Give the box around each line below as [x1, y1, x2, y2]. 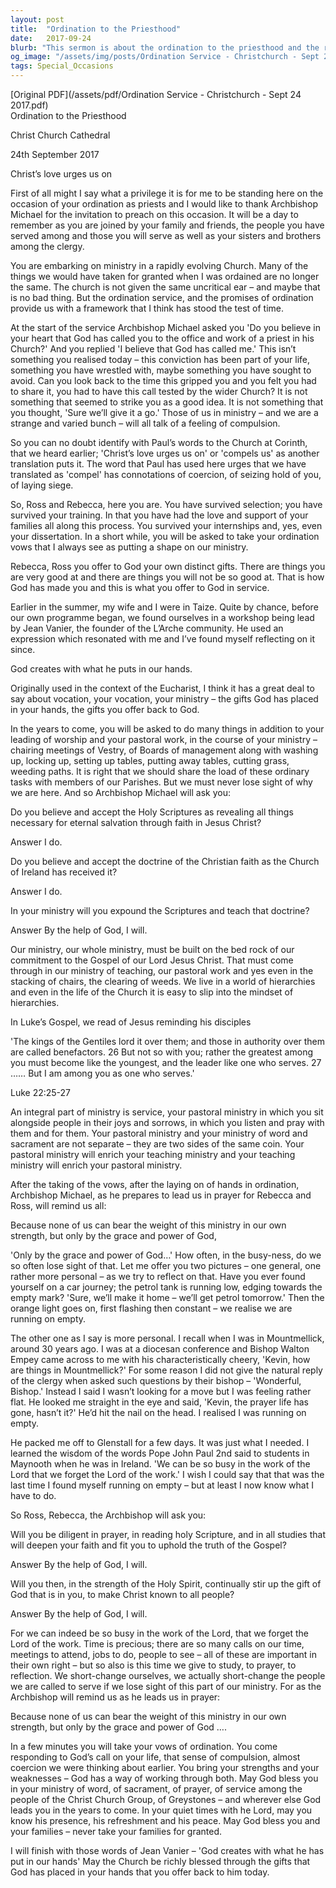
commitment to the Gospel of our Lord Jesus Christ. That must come [10, 954, 294, 966]
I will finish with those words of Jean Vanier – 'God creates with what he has [10, 1845, 325, 1856]
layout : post [10, 14, 65, 25]
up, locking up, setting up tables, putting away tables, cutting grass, [10, 755, 290, 766]
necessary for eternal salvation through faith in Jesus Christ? [10, 817, 262, 828]
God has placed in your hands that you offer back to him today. [10, 1866, 270, 1878]
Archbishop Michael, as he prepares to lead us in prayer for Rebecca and [10, 1189, 312, 1201]
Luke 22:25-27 [10, 1087, 72, 1098]
